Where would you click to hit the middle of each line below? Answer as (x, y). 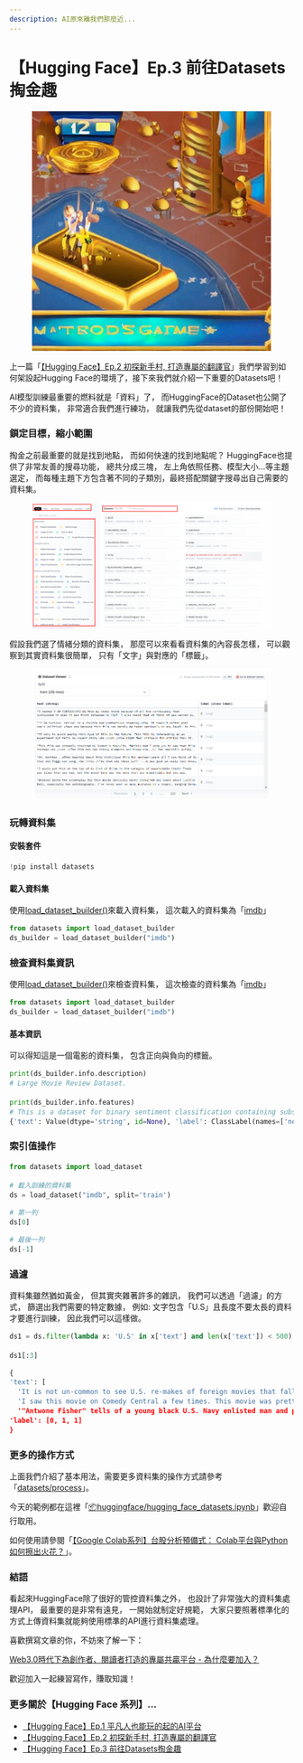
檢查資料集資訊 (42, 963)
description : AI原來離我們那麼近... (73, 19)
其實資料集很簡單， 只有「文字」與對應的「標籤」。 (119, 655)
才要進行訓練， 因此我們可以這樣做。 (78, 1318)
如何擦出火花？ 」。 (43, 1551)
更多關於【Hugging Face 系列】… (83, 1704)
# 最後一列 (27, 1240)
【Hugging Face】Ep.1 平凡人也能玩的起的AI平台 (112, 1726)
